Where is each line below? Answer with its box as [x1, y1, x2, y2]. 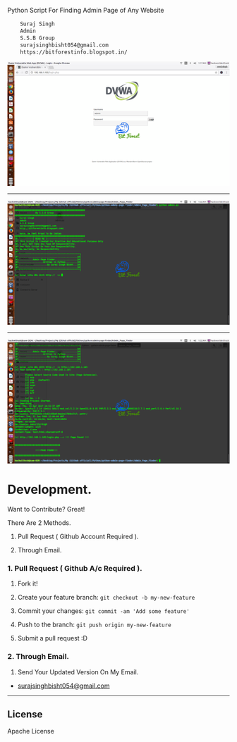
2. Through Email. [7, 652, 69, 662]
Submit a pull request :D [17, 634, 88, 643]
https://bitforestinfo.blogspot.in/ [20, 49, 128, 56]
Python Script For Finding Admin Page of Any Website [7, 6, 164, 14]
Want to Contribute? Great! [7, 505, 85, 513]
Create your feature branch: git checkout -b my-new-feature [17, 593, 195, 602]
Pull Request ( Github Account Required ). [17, 532, 139, 540]
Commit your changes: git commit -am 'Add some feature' [17, 607, 190, 615]
